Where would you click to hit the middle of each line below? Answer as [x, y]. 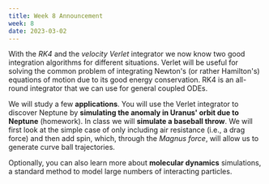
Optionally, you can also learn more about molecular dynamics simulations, [135, 163]
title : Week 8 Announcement [56, 16]
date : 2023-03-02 [38, 31]
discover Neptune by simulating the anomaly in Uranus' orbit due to [124, 113]
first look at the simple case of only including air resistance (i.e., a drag [127, 130]
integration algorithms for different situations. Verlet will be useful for [124, 62]
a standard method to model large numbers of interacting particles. [120, 172]
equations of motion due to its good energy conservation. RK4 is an [121, 80]
